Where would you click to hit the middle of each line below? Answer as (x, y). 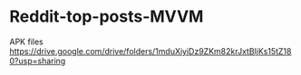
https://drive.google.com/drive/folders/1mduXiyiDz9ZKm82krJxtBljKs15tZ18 (150, 51)
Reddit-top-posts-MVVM (107, 17)
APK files (26, 42)
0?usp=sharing (38, 61)
